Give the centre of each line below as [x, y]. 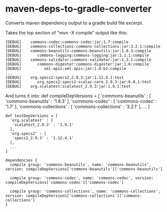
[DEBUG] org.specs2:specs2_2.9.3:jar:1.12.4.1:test [65, 77]
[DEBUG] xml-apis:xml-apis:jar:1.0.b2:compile [66, 68]
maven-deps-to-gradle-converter [78, 9]
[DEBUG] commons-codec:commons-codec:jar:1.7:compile [67, 42]
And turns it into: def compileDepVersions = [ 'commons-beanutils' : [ [78, 96]
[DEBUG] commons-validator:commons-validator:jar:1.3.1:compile [78, 60]
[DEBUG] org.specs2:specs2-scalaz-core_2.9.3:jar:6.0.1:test [78, 82]
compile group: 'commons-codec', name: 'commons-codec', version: [82, 178]
